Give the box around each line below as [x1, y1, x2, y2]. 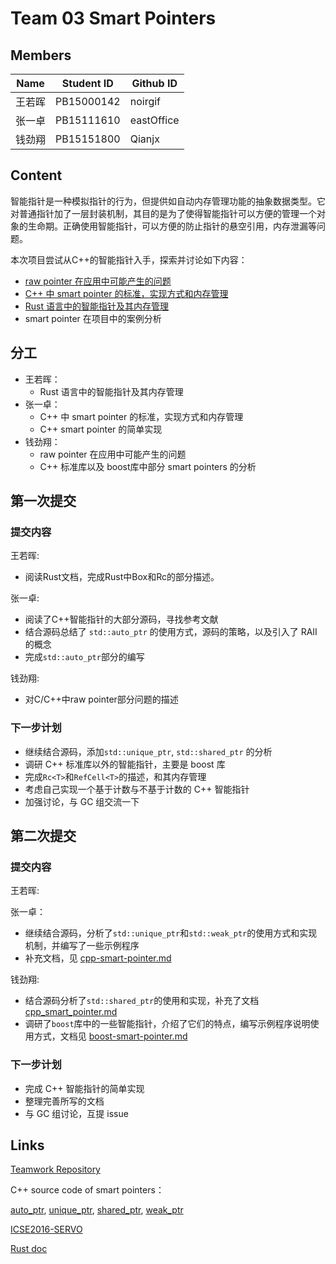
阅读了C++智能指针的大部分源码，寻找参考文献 [24, 613, 219, 626]
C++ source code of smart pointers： [10, 1184, 165, 1196]
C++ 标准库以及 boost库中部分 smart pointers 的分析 [39, 460, 257, 472]
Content [10, 167, 63, 184]
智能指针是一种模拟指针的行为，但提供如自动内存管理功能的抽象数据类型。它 [10, 195, 326, 207]
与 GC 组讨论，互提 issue [24, 1107, 129, 1119]
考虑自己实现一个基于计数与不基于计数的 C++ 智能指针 [24, 783, 250, 795]
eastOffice [129, 113, 180, 127]
